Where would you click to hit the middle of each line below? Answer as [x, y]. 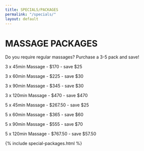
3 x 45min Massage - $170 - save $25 [44, 67]
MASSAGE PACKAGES [51, 43]
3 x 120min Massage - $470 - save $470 [46, 96]
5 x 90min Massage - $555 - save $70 [44, 124]
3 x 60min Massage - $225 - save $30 [44, 76]
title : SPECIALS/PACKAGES [32, 10]
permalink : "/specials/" [31, 14]
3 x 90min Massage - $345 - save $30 [44, 86]
